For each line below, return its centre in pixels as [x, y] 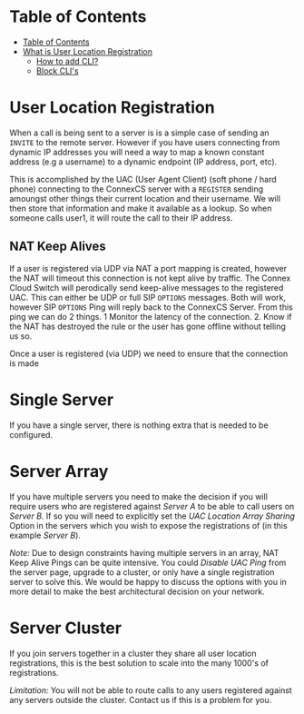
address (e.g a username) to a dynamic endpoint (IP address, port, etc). [143, 162]
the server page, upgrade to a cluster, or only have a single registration [142, 572]
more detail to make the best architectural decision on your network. [137, 591]
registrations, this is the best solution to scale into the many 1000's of [139, 663]
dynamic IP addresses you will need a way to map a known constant [137, 152]
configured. [31, 434]
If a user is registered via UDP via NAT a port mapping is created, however [148, 268]
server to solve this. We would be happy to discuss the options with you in [148, 581]
